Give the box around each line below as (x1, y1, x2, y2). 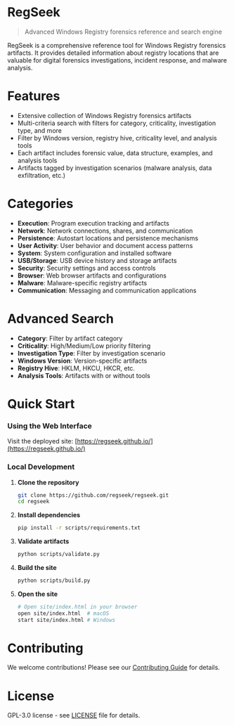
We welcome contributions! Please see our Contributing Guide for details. (7, 663, 220, 672)
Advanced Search (7, 311, 115, 327)
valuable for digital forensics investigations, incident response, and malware (7, 56, 227, 64)
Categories (7, 196, 74, 212)
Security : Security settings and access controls (17, 264, 156, 272)
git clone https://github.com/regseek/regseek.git (17, 491, 169, 499)
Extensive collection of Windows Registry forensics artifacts (17, 111, 192, 119)
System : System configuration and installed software (17, 249, 172, 257)
